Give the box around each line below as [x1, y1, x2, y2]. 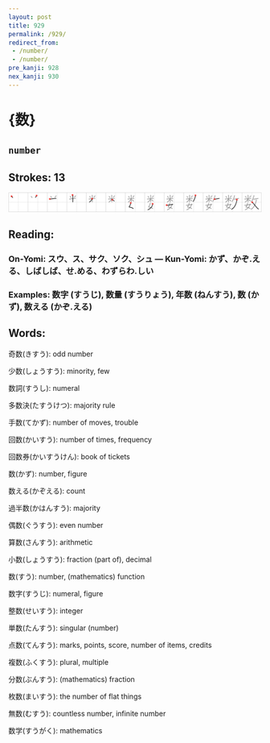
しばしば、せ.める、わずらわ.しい [24, 265, 154, 276]
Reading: [8, 227, 55, 241]
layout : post [8, 13, 52, 21]
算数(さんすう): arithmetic [8, 537, 93, 547]
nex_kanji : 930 [8, 73, 59, 81]
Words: [8, 326, 46, 340]
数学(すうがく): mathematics [8, 725, 103, 735]
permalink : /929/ [8, 30, 67, 38]
